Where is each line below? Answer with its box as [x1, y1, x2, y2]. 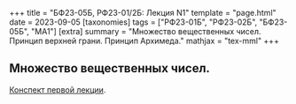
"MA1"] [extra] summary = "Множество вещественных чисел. [30, 26, 261, 36]
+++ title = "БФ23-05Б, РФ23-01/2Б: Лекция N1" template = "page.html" [9, 8, 277, 18]
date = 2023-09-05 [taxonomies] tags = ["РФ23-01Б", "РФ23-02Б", [9, 17, 258, 27]
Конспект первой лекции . [9, 84, 106, 95]
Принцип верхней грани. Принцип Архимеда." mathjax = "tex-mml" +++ [9, 35, 279, 46]
